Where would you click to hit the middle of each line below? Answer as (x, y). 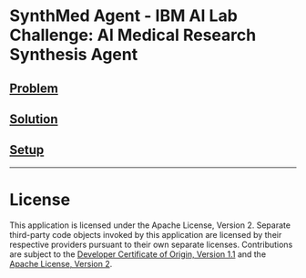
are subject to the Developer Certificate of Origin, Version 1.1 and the (138, 254)
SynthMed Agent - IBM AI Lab (124, 16)
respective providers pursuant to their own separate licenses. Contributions (151, 244)
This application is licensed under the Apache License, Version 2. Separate (150, 225)
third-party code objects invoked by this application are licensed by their (146, 234)
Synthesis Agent (74, 55)
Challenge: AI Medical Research (133, 35)
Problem (34, 88)
